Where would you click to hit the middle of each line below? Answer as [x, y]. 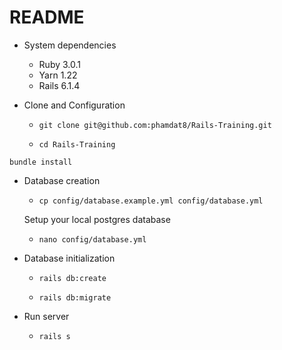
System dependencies [70, 45]
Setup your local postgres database [97, 219]
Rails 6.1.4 [59, 85]
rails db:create [72, 278]
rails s [54, 336]
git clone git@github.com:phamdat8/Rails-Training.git [155, 125]
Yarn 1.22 [58, 75]
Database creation [62, 180]
